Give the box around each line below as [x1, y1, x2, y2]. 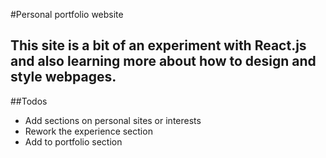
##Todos [10, 95, 48, 107]
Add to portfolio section [24, 135, 123, 148]
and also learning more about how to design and [10, 53, 317, 70]
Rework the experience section [24, 125, 153, 137]
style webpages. [10, 69, 117, 86]
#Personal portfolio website [10, 9, 124, 20]
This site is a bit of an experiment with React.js [10, 37, 307, 54]
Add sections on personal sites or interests [24, 114, 202, 126]
